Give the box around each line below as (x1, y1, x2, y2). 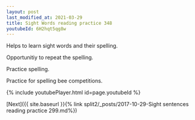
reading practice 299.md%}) (6, 107, 78, 115)
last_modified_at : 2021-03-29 (6, 14, 83, 21)
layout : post (6, 8, 39, 15)
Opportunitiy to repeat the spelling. (6, 54, 94, 61)
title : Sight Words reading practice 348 (6, 20, 113, 26)
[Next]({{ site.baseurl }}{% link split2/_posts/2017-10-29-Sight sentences (6, 101, 189, 108)
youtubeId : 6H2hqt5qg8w (6, 25, 67, 32)
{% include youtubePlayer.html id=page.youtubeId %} (6, 89, 141, 96)
